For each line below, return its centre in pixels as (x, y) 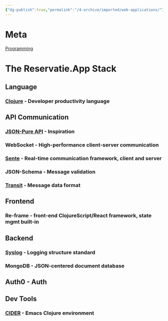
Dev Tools (21, 299)
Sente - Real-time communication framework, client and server (83, 158)
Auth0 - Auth (26, 282)
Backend (19, 238)
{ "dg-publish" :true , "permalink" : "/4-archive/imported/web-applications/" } (85, 10)
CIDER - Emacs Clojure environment (49, 313)
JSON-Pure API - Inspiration (40, 131)
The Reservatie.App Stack (61, 68)
